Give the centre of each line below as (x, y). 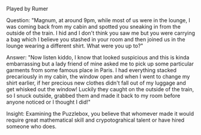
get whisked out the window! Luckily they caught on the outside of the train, (100, 89)
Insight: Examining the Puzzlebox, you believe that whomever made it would (100, 114)
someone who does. (31, 126)
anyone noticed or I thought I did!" (49, 102)
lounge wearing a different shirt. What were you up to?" (75, 46)
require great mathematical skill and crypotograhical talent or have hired (95, 120)
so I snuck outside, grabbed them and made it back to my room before (93, 96)
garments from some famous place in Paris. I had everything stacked (91, 70)
